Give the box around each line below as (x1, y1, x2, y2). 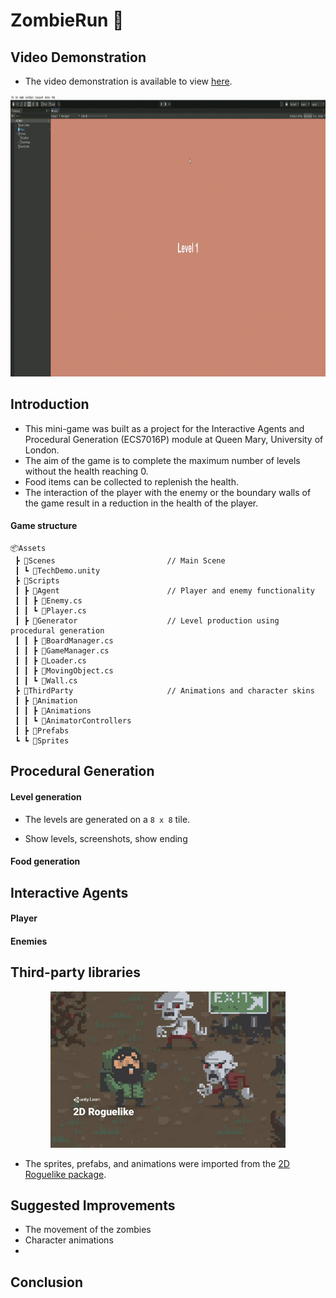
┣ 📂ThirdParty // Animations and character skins (14, 686, 315, 696)
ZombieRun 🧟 (10, 9, 125, 32)
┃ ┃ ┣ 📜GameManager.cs (14, 646, 110, 656)
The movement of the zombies (24, 1224, 152, 1236)
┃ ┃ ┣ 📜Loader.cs (14, 656, 87, 666)
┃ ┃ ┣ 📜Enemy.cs (14, 596, 83, 606)
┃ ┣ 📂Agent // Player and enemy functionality (14, 586, 315, 596)
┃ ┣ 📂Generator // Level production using (14, 616, 280, 626)
